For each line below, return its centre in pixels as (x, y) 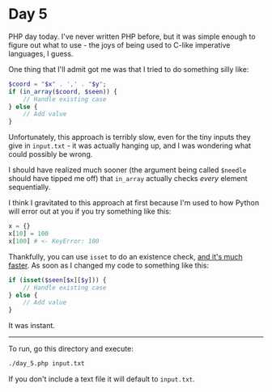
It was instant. (32, 326)
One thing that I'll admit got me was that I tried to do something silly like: (129, 69)
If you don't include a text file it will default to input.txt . (102, 379)
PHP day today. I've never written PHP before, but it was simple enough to (132, 36)
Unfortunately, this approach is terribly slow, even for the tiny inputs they (130, 137)
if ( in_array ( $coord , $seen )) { (63, 91)
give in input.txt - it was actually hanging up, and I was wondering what (130, 145)
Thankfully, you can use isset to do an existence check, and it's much (125, 256)
